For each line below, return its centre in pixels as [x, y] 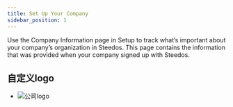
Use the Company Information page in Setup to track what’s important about [116, 40]
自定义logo [31, 78]
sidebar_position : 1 [37, 20]
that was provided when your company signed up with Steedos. [98, 55]
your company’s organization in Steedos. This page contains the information [116, 47]
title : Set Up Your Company [48, 14]
